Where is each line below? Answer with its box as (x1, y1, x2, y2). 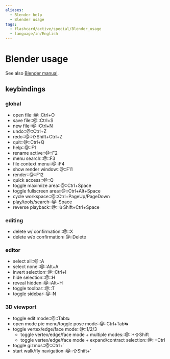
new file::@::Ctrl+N (12, 123, 53, 129)
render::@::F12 (12, 172, 44, 178)
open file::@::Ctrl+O (12, 112, 55, 118)
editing (5, 217, 23, 224)
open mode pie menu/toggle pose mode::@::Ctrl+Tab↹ (12, 320, 129, 327)
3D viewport (5, 303, 37, 310)
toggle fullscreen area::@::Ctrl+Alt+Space (12, 187, 101, 194)
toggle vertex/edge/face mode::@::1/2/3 (12, 326, 97, 332)
